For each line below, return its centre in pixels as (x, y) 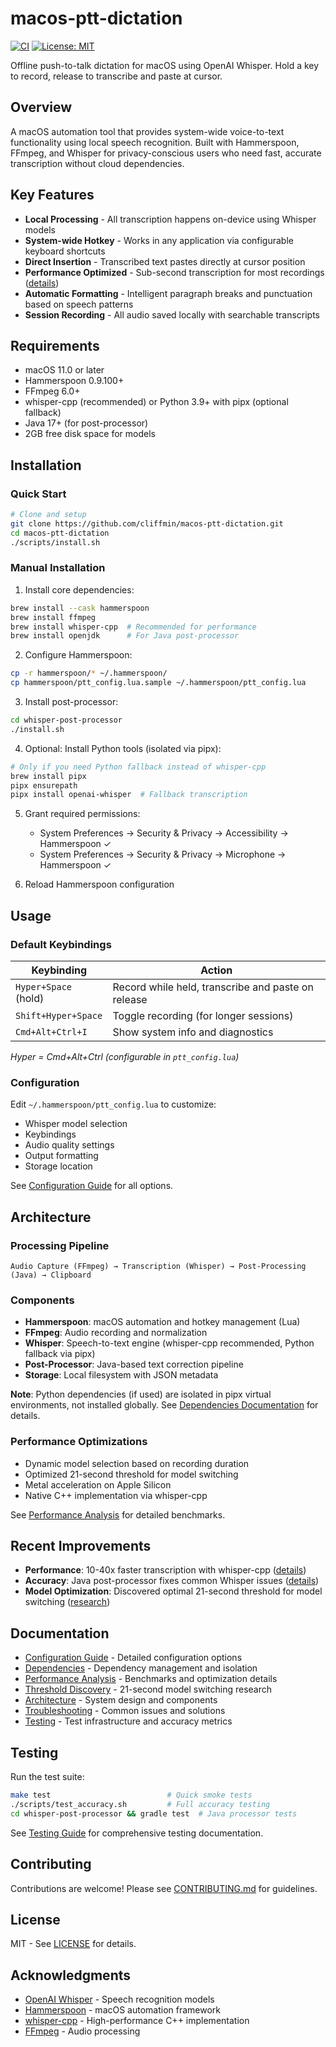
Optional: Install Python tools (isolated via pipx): (123, 748)
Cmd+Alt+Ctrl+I (51, 1032)
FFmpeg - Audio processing (82, 2031)
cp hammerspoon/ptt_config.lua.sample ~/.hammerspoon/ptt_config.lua (158, 683)
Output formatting (61, 1156)
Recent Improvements (81, 1546)
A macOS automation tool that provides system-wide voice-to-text (147, 131)
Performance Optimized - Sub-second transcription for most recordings (174, 272)
